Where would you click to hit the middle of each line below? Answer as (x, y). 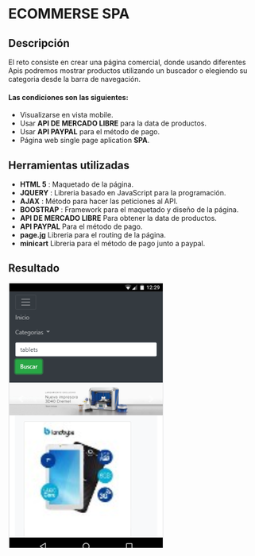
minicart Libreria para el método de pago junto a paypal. (112, 244)
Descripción (39, 43)
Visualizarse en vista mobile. (66, 115)
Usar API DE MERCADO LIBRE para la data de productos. (113, 123)
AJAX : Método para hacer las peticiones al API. (99, 201)
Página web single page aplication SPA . (85, 141)
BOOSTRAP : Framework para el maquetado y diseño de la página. (129, 210)
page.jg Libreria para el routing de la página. (93, 235)
